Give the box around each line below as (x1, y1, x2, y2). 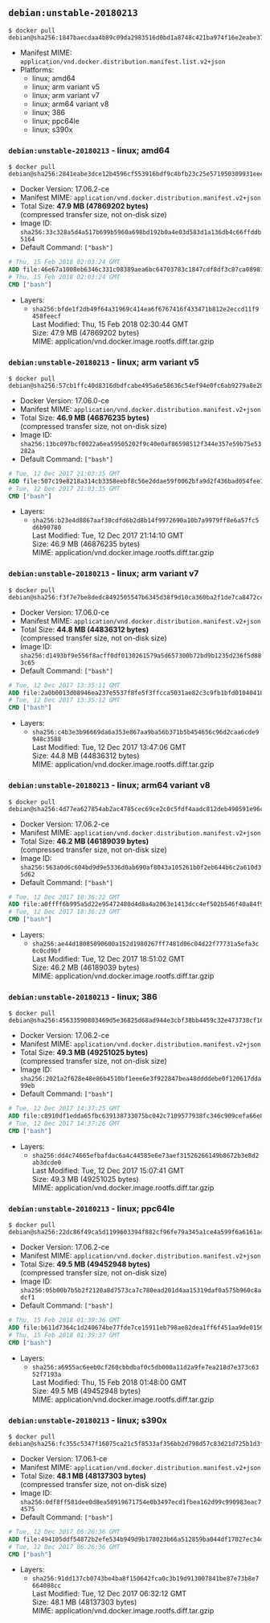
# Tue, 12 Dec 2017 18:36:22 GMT (8, 893, 121, 901)
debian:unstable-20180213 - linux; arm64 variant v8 (8, 780, 211, 791)
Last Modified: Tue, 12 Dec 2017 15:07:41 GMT (31, 1165, 185, 1175)
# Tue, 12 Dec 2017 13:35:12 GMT (8, 696, 121, 704)
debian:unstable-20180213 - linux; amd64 (8, 145, 170, 156)
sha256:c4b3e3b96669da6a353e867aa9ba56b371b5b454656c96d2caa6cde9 (31, 728, 260, 736)
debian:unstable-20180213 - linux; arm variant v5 (8, 356, 199, 368)
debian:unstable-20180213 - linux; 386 (8, 991, 158, 1002)
